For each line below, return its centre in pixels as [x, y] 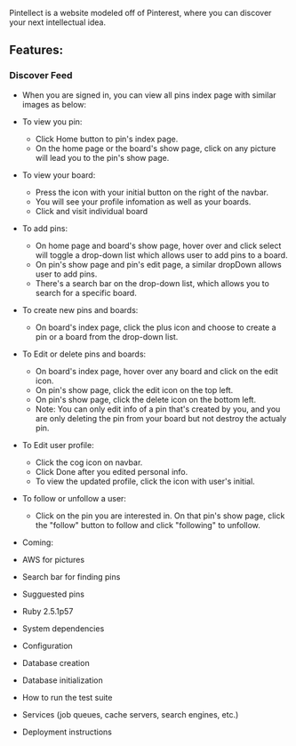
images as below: [54, 104]
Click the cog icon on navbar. [89, 462]
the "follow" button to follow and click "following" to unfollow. [148, 525]
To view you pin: [52, 121]
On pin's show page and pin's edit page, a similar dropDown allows [158, 264]
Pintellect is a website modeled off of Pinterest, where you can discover [140, 13]
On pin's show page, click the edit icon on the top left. [134, 389]
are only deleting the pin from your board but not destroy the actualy [161, 418]
